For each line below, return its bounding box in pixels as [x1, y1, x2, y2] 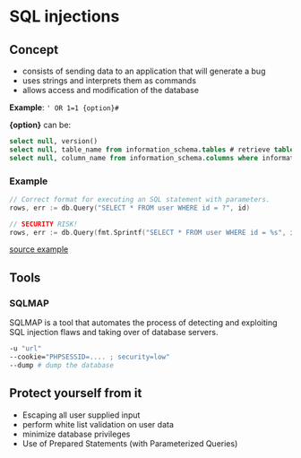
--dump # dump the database [9, 360, 115, 369]
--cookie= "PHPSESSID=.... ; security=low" [9, 352, 170, 361]
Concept [9, 42, 59, 57]
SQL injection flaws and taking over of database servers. [9, 327, 219, 338]
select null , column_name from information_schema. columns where [9, 153, 258, 162]
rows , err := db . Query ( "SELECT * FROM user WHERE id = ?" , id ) [9, 203, 251, 212]
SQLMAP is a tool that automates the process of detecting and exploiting [9, 317, 278, 328]
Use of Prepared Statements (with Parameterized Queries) [21, 437, 238, 449]
